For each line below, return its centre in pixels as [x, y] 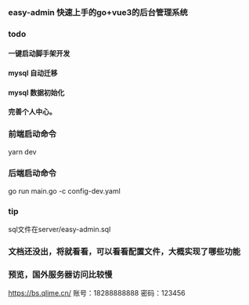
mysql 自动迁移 [33, 73]
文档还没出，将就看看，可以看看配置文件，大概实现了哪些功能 [125, 252]
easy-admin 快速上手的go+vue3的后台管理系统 [98, 12]
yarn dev [22, 151]
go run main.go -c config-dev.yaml [65, 191]
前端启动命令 [32, 134]
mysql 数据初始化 [36, 93]
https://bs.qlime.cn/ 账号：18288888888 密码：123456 [97, 293]
